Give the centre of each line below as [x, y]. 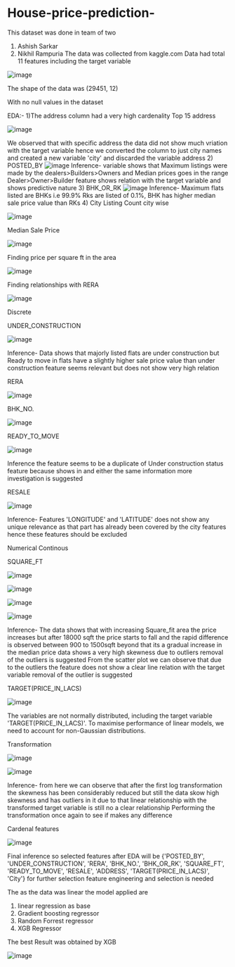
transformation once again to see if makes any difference [90, 815]
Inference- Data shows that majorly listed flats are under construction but [113, 353]
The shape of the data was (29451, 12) [63, 88]
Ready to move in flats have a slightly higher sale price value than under [111, 360]
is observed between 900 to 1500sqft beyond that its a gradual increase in [115, 644]
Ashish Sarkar [38, 46]
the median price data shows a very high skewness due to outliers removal [115, 652]
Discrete [19, 312]
